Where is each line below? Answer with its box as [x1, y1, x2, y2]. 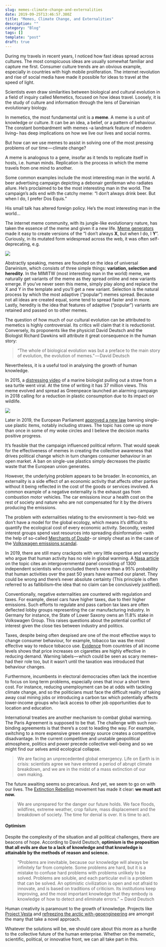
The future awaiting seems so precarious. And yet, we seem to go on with [5, 781, 156, 787]
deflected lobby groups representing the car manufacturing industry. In [5, 607, 150, 613]
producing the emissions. [5, 504, 57, 510]
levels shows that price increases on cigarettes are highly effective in [5, 648, 146, 654]
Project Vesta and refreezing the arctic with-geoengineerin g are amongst [5, 911, 154, 917]
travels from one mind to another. [5, 165, 73, 171]
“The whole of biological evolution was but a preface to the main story [17, 347, 161, 353]
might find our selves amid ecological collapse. [5, 746, 101, 752]
